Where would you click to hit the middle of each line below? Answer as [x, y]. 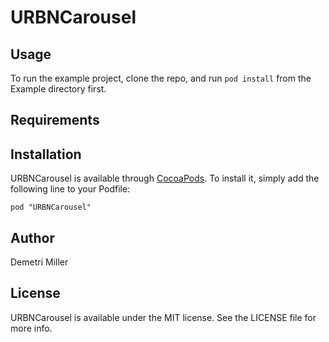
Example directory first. [58, 89]
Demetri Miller [39, 262]
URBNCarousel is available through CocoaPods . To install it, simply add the [165, 178]
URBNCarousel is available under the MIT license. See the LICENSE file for [163, 317]
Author [32, 237]
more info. [31, 328]
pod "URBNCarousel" [51, 207]
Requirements [55, 120]
